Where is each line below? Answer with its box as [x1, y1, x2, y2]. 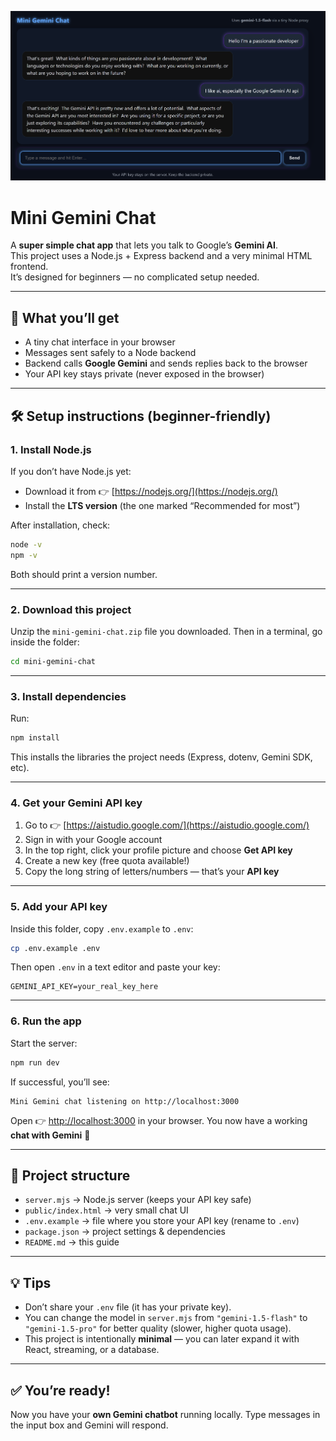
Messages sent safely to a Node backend [24, 347, 197, 359]
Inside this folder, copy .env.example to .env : [10, 922, 194, 935]
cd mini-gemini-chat [10, 656, 97, 666]
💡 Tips [10, 1274, 52, 1291]
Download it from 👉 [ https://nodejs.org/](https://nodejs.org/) [24, 485, 278, 497]
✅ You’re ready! [10, 1382, 111, 1399]
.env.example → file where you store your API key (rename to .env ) [24, 1215, 300, 1227]
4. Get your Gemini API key [10, 796, 143, 810]
